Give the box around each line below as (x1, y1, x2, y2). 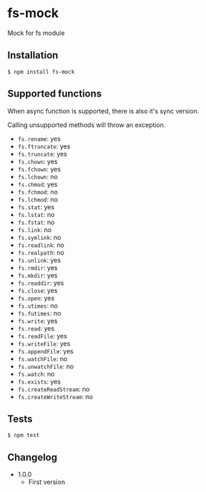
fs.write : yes (17, 316, 58, 325)
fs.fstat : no (17, 218, 55, 226)
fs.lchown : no (17, 172, 58, 181)
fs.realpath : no (17, 248, 65, 256)
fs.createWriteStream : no (17, 392, 93, 401)
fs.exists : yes (17, 377, 61, 386)
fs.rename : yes (17, 134, 61, 143)
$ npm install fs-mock (7, 68, 75, 76)
